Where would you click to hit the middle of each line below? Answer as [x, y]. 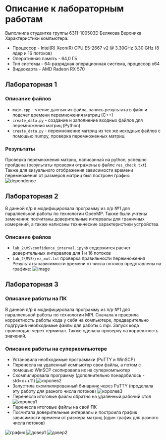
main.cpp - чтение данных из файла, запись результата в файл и [80, 109]
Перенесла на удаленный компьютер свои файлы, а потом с [77, 365]
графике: [22, 269]
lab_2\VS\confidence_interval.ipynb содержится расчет [72, 248]
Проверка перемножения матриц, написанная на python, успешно [76, 159]
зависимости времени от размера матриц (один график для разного [85, 418]
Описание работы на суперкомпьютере [56, 349]
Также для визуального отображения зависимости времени [69, 170]
